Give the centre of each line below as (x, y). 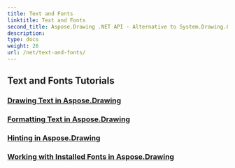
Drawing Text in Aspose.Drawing (64, 100)
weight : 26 (23, 46)
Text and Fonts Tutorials (61, 81)
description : (26, 33)
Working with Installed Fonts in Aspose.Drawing (91, 156)
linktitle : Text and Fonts (47, 20)
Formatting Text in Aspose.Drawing (69, 119)
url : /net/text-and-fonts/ (47, 53)
